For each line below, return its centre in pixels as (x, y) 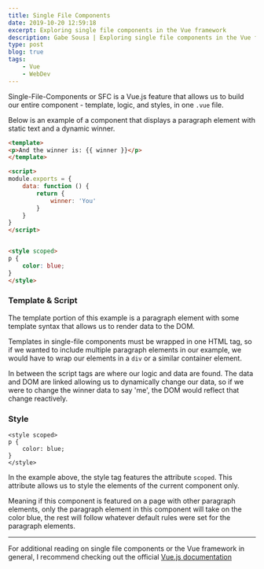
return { (51, 194)
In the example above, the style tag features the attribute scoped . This (121, 478)
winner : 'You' (73, 201)
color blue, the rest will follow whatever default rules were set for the (119, 518)
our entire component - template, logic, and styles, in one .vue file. (116, 105)
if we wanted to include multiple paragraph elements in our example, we (125, 349)
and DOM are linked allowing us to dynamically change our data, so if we (126, 382)
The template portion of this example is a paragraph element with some (124, 318)
